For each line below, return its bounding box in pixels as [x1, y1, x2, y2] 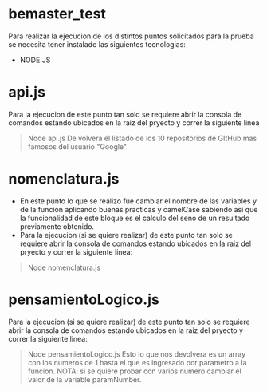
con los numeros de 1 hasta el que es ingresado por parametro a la [27, 357, 247, 367]
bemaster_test [8, 5, 106, 23]
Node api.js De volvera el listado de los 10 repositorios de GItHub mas [27, 133, 257, 143]
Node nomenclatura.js [27, 263, 101, 272]
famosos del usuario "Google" [27, 141, 128, 152]
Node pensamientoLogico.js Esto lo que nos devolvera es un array [27, 349, 246, 359]
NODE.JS [19, 55, 51, 65]
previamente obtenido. [19, 221, 94, 231]
